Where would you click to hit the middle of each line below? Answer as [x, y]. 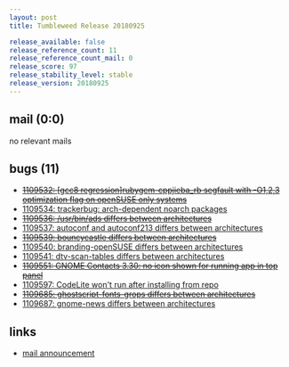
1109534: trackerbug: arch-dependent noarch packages [124, 209]
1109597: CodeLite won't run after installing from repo [120, 285]
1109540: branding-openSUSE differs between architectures [132, 247]
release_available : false [57, 42]
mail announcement [58, 354]
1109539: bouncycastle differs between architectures [119, 238]
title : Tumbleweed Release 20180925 [77, 26]
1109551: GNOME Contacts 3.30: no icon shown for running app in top [150, 266]
